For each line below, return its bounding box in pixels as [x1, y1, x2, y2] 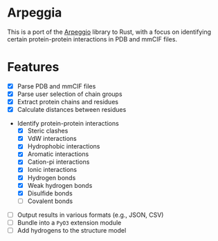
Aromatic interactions [27, 150, 89, 158]
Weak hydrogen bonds [27, 181, 93, 189]
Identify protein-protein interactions [17, 119, 119, 128]
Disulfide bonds [27, 189, 73, 197]
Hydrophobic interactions [27, 142, 100, 151]
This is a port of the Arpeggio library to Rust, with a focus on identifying [7, 28, 212, 36]
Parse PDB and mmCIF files [17, 81, 96, 90]
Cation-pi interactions [27, 157, 90, 166]
